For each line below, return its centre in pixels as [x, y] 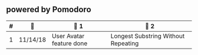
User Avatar [68, 36]
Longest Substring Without [148, 36]
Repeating [125, 43]
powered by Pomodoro [49, 10]
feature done [70, 43]
